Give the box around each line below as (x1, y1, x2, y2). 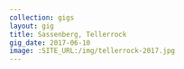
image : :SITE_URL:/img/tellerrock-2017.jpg (9, 47, 176, 56)
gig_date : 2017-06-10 (9, 38, 91, 47)
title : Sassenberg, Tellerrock (9, 30, 127, 39)
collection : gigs (9, 13, 75, 22)
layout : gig (9, 22, 54, 30)
